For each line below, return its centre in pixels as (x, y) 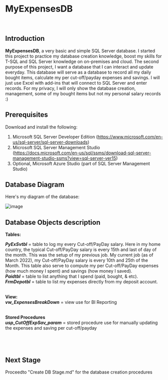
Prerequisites (27, 115)
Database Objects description (53, 222)
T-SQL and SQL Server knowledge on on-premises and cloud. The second (82, 61)
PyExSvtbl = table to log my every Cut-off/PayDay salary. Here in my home (83, 244)
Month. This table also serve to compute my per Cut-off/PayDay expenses (82, 266)
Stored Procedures (25, 318)
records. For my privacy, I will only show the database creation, (70, 88)
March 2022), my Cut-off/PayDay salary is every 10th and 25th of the (77, 261)
